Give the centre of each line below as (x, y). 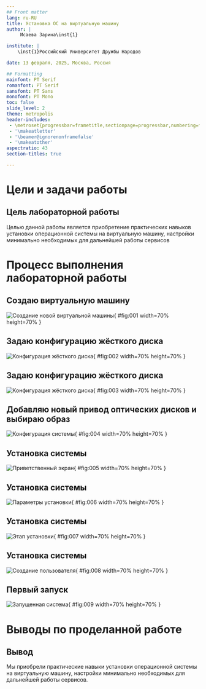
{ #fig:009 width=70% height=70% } (115, 604)
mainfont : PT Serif (31, 80)
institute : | (23, 46)
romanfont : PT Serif (33, 85)
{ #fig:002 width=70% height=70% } (139, 356)
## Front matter (27, 12)
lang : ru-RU (21, 18)
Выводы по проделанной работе (94, 629)
